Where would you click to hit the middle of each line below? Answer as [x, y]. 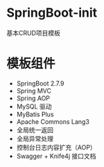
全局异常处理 [35, 138]
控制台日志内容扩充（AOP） [56, 147]
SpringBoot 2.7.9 [40, 83]
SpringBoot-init [52, 13]
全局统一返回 [35, 129]
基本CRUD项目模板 [33, 33]
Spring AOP [33, 98]
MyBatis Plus [35, 114]
